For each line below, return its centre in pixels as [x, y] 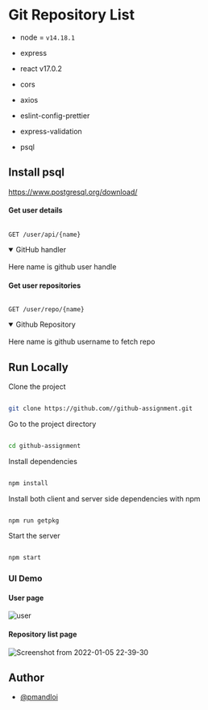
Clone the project [37, 387]
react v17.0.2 [41, 68]
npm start [25, 558]
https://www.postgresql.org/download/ [73, 192]
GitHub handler [41, 249]
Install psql [36, 173]
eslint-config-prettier [55, 116]
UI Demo [25, 578]
